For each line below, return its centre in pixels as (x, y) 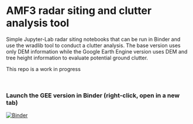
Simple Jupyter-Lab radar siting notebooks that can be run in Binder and (93, 39)
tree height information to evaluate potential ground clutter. (77, 58)
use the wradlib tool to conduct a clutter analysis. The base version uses (93, 45)
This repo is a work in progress (43, 69)
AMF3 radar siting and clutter (79, 11)
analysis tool (38, 23)
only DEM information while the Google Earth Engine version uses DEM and (97, 51)
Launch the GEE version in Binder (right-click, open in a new (93, 95)
